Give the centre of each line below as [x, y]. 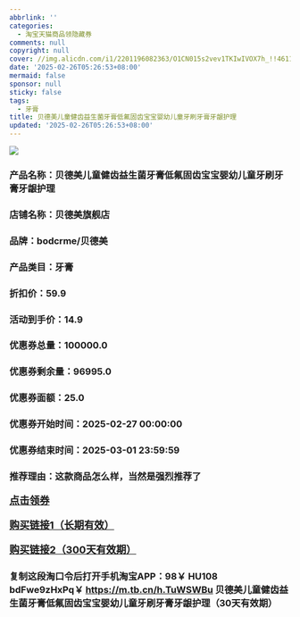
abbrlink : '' [33, 17]
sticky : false [36, 92]
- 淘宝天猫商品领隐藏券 [54, 34]
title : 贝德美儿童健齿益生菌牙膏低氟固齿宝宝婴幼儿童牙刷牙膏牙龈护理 [123, 117]
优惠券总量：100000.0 [58, 346]
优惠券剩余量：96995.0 [60, 371]
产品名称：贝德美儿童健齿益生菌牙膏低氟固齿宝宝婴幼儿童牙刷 [142, 175]
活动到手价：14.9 [46, 320]
